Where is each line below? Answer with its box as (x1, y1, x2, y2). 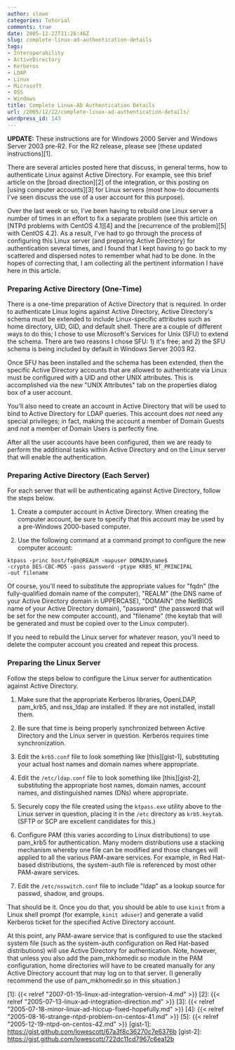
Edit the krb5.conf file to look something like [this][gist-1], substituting (17, 752, 220, 761)
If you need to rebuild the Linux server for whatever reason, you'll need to (7, 633, 220, 641)
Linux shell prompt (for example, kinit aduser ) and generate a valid (7, 910, 203, 918)
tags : (7, 43, 23, 50)
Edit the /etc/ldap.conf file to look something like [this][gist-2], (17, 773, 201, 782)
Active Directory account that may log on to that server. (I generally (7, 968, 202, 977)
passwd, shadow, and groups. (17, 889, 105, 897)
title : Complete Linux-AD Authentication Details (7, 102, 156, 109)
